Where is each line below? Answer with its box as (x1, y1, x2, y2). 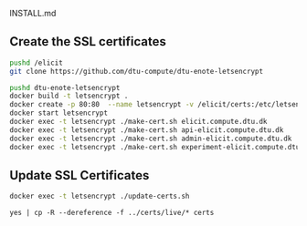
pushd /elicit (9, 58, 64, 67)
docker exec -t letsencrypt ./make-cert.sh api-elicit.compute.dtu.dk (9, 125, 284, 135)
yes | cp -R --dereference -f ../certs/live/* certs (9, 209, 215, 218)
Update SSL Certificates (9, 168, 150, 183)
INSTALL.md (9, 8, 57, 18)
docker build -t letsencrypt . (9, 91, 129, 101)
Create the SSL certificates (9, 34, 167, 49)
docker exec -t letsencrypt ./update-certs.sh (9, 191, 190, 201)
